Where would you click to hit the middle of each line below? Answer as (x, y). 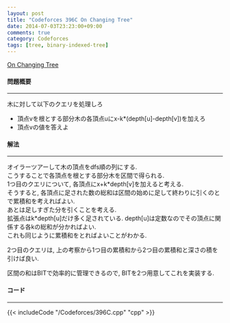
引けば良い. (23, 259)
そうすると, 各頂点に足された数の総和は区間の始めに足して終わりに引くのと (114, 193)
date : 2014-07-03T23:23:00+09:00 (55, 26)
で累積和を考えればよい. (41, 201)
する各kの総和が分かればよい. (54, 227)
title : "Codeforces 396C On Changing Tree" (70, 20)
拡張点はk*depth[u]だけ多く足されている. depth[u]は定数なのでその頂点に (111, 218)
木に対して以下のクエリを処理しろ (55, 104)
